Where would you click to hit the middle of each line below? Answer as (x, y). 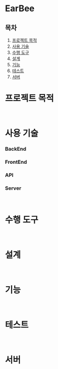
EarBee (20, 9)
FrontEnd (16, 162)
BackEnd (16, 149)
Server (13, 188)
